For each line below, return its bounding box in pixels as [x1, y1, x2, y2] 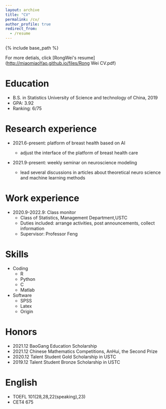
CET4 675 [12, 399, 34, 405]
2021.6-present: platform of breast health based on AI [12, 140, 125, 146]
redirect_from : [5, 26, 38, 31]
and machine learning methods [20, 174, 85, 180]
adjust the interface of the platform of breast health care [20, 150, 138, 156]
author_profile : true [5, 21, 51, 27]
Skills [5, 249, 29, 260]
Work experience [5, 193, 80, 204]
